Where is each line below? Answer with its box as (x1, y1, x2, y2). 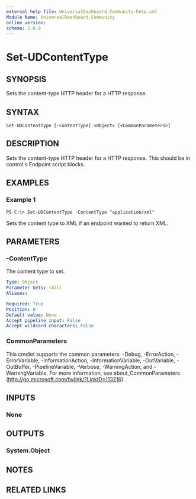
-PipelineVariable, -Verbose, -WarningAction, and (32, 363, 153, 370)
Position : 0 (6, 306, 36, 313)
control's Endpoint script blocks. (6, 160, 85, 168)
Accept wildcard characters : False (6, 323, 94, 329)
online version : (6, 20, 46, 25)
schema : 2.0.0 (6, 25, 41, 31)
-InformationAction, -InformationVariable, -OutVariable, (41, 356, 176, 364)
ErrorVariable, (6, 356, 40, 364)
